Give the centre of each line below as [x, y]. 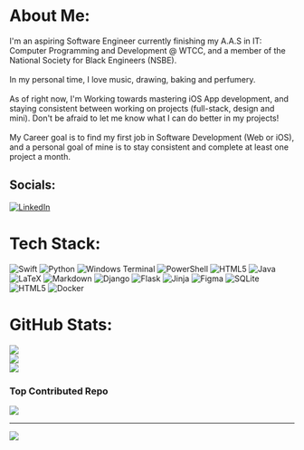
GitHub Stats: [61, 324]
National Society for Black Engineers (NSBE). [93, 60]
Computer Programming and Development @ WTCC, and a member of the [148, 50]
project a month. [40, 156]
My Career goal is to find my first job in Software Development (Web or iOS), [152, 137]
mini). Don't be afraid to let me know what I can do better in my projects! [144, 118]
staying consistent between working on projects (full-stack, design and [142, 108]
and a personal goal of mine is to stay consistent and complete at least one [149, 147]
